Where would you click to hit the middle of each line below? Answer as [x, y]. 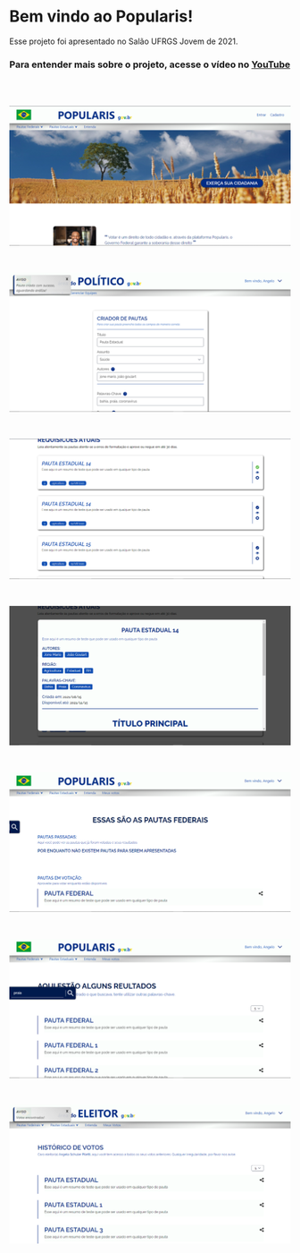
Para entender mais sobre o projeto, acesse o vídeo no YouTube [150, 64]
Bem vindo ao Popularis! [101, 17]
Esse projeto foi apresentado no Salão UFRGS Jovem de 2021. [124, 41]
